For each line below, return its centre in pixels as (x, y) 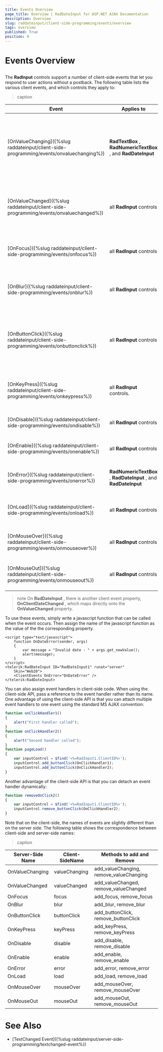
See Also (23, 1026)
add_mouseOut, (112, 998)
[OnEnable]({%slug (30, 446)
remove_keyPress (114, 933)
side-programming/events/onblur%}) (50, 293)
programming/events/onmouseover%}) (52, 548)
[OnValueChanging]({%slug (39, 141)
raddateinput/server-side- (98, 1039)
